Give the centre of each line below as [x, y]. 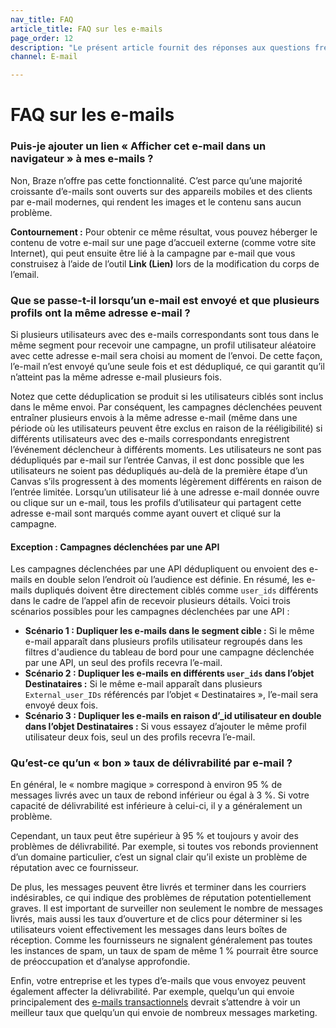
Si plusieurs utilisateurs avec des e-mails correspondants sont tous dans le [165, 334]
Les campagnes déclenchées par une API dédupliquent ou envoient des [158, 569]
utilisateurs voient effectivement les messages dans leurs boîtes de [149, 930]
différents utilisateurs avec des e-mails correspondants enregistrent [150, 438]
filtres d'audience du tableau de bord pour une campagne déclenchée [169, 652]
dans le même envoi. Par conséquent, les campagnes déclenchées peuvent [166, 407]
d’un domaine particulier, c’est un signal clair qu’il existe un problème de [159, 857]
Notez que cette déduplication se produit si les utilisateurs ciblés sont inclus [167, 396]
